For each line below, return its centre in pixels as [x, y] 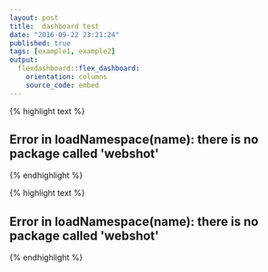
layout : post [34, 18]
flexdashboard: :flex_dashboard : [79, 69]
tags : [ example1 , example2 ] [63, 52]
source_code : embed [63, 85]
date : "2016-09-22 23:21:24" [65, 34]
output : [24, 60]
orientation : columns [66, 77]
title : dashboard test [55, 26]
